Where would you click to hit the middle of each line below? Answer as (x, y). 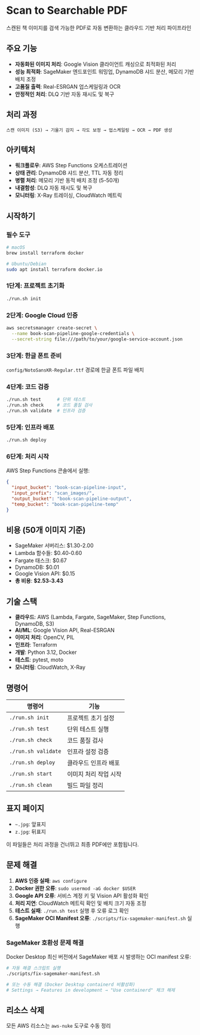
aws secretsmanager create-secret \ (52, 328)
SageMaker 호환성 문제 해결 (45, 943)
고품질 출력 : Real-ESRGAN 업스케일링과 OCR (68, 86)
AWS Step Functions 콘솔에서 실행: (48, 470)
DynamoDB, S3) (35, 624)
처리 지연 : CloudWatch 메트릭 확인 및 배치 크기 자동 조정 (81, 903)
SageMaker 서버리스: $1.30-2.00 (54, 545)
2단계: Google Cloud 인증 (42, 315)
